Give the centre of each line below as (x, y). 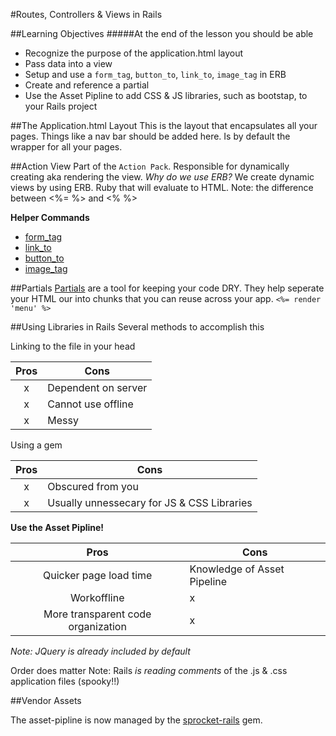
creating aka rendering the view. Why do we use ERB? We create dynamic (162, 177)
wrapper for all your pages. (66, 147)
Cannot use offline (90, 404)
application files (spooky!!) (65, 681)
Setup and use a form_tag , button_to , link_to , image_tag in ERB (155, 74)
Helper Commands (50, 217)
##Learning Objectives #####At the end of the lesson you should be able (162, 33)
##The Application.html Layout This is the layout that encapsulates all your (164, 125)
